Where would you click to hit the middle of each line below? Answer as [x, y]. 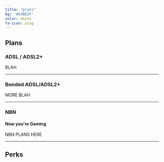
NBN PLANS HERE [24, 135]
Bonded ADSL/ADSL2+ [33, 84]
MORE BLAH [18, 95]
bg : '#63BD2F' [20, 14]
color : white [18, 18]
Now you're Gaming [26, 124]
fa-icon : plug [20, 23]
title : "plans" [20, 9]
